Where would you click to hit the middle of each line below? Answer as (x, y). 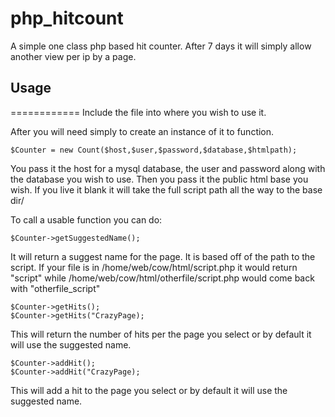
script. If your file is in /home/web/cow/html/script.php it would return (154, 267)
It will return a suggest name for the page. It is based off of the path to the (163, 256)
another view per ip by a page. (73, 56)
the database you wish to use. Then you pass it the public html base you (159, 179)
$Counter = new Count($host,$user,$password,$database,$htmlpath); (154, 150)
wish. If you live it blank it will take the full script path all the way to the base (166, 189)
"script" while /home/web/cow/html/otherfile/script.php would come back (162, 278)
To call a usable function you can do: (86, 219)
